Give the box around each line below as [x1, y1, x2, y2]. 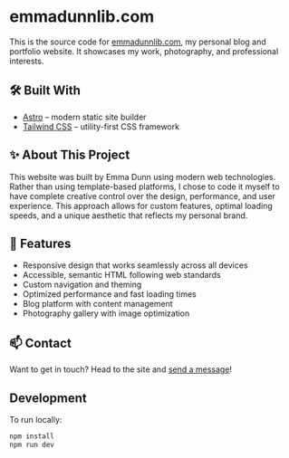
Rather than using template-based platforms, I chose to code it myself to [9, 181, 280, 192]
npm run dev [9, 440, 54, 449]
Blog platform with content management [22, 299, 174, 310]
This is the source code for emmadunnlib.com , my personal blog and [9, 36, 267, 47]
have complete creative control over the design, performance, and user [9, 190, 276, 201]
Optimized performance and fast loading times [22, 289, 197, 300]
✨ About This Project [9, 148, 130, 163]
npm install [9, 432, 54, 441]
